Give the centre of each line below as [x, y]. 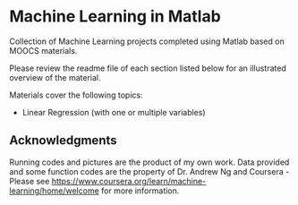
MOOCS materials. [43, 50]
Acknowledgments [64, 141]
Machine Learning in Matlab [115, 17]
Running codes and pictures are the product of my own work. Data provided [149, 162]
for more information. [140, 191]
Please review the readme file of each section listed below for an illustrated [148, 68]
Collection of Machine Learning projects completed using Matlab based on [147, 41]
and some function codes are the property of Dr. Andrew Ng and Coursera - [149, 171]
